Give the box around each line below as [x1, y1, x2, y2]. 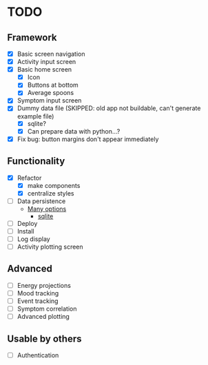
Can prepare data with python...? [27, 127, 121, 135]
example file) [17, 112, 54, 121]
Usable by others [7, 333, 82, 344]
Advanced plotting [17, 313, 70, 321]
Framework [7, 32, 57, 43]
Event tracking [17, 297, 59, 305]
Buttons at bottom [27, 81, 79, 90]
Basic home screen [17, 65, 72, 74]
